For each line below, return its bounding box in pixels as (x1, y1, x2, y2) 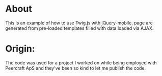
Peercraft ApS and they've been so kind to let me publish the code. (5, 65, 146, 71)
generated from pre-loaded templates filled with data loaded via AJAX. (5, 25, 154, 31)
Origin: (5, 43, 35, 55)
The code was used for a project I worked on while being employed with (5, 59, 157, 66)
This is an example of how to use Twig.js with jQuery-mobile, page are (5, 20, 153, 26)
